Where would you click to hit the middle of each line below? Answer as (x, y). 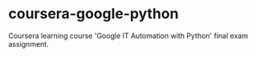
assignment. (29, 44)
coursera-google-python (93, 14)
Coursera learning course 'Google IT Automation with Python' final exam (128, 36)
